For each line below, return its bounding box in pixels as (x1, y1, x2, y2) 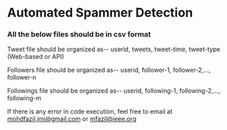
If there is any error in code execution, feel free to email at (7, 107, 173, 115)
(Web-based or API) (7, 53, 64, 61)
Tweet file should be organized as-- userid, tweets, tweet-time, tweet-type (7, 45, 221, 53)
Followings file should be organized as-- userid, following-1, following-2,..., (7, 86, 221, 95)
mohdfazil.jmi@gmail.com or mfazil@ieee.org (7, 115, 137, 123)
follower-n (7, 73, 37, 82)
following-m (7, 94, 42, 102)
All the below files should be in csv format (7, 30, 151, 39)
